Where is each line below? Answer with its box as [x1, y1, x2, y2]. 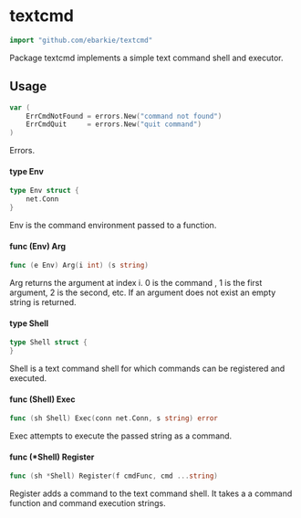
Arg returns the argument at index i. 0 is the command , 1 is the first [9, 278, 263, 289]
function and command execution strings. [9, 498, 166, 509]
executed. [9, 372, 47, 384]
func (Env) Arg [9, 240, 67, 251]
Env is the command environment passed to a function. [9, 219, 217, 230]
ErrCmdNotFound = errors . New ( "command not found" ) [26, 111, 223, 121]
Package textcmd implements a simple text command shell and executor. [9, 52, 284, 63]
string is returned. [9, 297, 77, 308]
